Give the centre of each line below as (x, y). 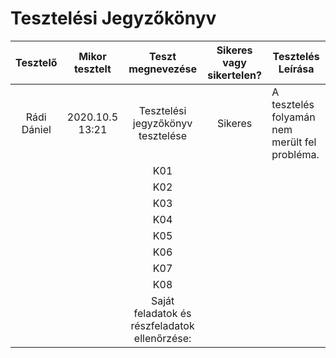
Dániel (36, 129)
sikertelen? (234, 75)
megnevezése (162, 69)
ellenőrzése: (162, 338)
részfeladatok (162, 325)
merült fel (294, 142)
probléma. (295, 154)
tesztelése (163, 135)
